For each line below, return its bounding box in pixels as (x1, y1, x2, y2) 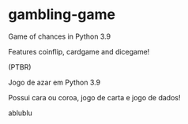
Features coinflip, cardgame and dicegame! (8, 47, 150, 56)
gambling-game (8, 6, 116, 24)
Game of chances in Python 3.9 (8, 32, 111, 41)
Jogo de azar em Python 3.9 (8, 77, 101, 87)
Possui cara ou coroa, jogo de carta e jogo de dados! (8, 92, 181, 102)
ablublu (8, 108, 33, 118)
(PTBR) (8, 62, 32, 72)
